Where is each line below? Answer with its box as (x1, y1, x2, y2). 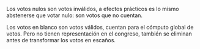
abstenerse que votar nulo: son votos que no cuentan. (6, 12, 143, 19)
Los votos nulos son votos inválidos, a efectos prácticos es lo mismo (6, 6, 179, 12)
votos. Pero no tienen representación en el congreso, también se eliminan (6, 30, 192, 37)
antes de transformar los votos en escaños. (6, 37, 116, 43)
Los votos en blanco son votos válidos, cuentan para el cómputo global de (6, 24, 194, 31)
